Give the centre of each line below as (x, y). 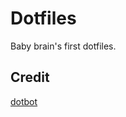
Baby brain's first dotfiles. (63, 46)
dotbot (24, 101)
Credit (30, 77)
